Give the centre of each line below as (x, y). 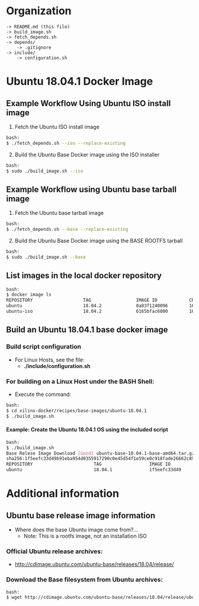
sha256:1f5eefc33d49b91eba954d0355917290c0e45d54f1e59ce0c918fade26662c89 (100, 459)
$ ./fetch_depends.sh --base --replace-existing (67, 230)
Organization (39, 11)
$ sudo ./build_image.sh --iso (45, 171)
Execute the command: (43, 394)
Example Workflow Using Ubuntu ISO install (89, 103)
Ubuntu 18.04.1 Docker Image (80, 82)
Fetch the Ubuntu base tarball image (59, 213)
